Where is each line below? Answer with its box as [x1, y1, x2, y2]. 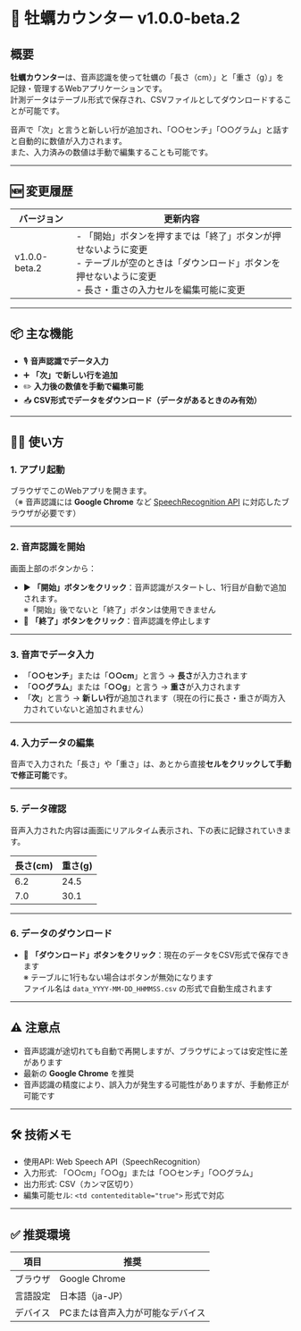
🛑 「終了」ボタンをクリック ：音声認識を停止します [22, 615, 211, 626]
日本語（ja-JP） [59, 1290, 129, 1302]
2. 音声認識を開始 [10, 541, 86, 553]
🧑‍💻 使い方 [10, 434, 64, 450]
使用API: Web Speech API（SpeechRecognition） [22, 1157, 205, 1167]
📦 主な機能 [10, 326, 74, 341]
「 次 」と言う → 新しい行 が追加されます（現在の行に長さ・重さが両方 [22, 692, 279, 703]
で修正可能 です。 [10, 770, 72, 780]
